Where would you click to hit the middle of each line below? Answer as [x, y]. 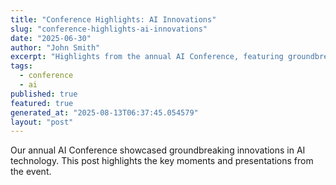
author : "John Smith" [55, 47]
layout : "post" [42, 122]
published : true [44, 94]
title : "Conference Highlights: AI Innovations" [113, 19]
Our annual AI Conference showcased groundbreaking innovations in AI [158, 150]
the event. [31, 172]
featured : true [42, 103]
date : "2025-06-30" [51, 38]
